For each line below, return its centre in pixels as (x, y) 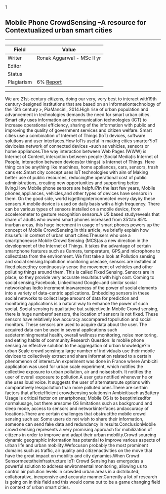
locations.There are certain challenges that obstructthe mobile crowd (75, 413)
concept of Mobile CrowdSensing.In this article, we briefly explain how (77, 230)
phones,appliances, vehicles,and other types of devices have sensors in (79, 193)
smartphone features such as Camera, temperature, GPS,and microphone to (83, 251)
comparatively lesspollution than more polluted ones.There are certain (77, 387)
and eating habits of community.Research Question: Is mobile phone (75, 340)
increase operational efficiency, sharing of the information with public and (80, 125)
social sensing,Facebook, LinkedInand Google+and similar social (71, 282)
